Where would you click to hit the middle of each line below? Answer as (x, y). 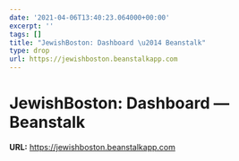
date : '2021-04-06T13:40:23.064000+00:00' (90, 17)
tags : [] (26, 34)
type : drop (30, 51)
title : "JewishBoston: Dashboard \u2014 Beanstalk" (107, 42)
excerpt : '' (31, 26)
